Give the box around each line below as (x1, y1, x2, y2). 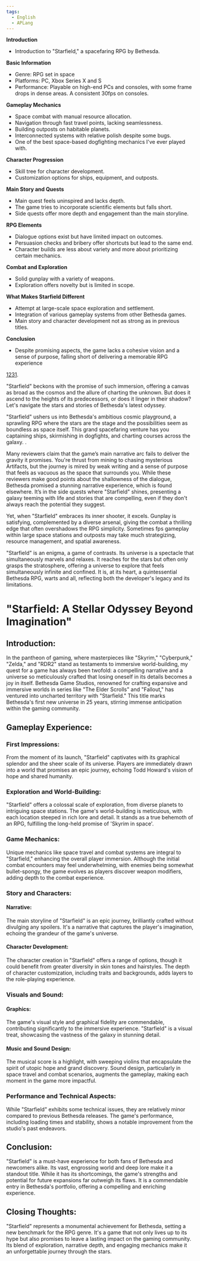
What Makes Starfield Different (6, 293, 85, 300)
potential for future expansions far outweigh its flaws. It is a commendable (6, 1177, 189, 1184)
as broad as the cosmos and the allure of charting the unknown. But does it (6, 389, 190, 396)
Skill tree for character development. (14, 168, 105, 175)
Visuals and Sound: (6, 990, 64, 998)
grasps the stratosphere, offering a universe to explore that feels (6, 562, 165, 569)
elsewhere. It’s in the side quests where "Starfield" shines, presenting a (6, 488, 182, 495)
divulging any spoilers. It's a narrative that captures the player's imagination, (6, 923, 193, 930)
